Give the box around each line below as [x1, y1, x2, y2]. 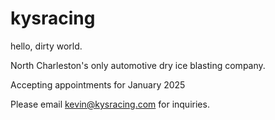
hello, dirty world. [10, 40, 83, 52]
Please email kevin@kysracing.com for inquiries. [10, 98, 210, 110]
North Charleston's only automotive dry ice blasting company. [10, 59, 266, 71]
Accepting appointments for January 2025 [10, 78, 186, 91]
